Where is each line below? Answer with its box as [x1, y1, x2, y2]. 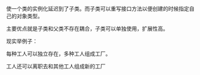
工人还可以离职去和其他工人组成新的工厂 [6, 63, 106, 70]
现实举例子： [6, 38, 38, 44]
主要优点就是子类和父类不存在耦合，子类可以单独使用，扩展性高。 [6, 25, 168, 32]
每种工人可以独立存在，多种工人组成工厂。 [6, 50, 111, 57]
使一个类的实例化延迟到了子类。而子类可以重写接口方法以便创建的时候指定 [6, 5, 189, 12]
